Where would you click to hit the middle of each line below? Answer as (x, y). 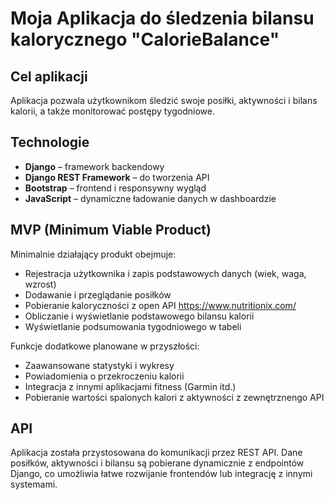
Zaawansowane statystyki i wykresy (99, 365)
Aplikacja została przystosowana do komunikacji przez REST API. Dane (156, 453)
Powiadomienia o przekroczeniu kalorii (104, 376)
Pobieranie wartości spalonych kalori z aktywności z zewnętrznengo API (174, 397)
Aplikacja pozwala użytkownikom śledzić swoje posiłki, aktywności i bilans (164, 100)
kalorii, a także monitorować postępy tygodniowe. (112, 111)
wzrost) (40, 284)
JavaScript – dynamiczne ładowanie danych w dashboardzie (150, 198)
